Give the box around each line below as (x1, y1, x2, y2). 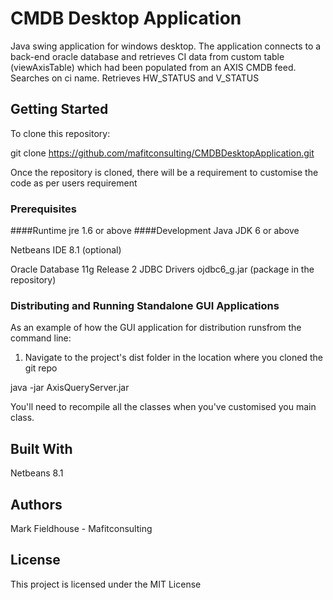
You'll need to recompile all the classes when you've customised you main (10, 401, 317, 413)
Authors (10, 496, 63, 513)
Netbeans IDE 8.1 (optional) (10, 244, 122, 256)
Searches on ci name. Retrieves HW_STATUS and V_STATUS (10, 72, 260, 84)
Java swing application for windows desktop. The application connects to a (10, 40, 322, 52)
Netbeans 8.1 (10, 467, 64, 479)
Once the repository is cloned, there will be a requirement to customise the (10, 166, 319, 178)
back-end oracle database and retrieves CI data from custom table (10, 50, 285, 62)
